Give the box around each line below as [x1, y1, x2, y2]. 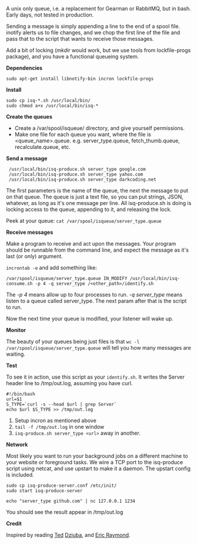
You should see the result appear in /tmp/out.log [6, 509, 123, 516]
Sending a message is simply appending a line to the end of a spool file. [6, 23, 181, 30]
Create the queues [6, 113, 53, 120]
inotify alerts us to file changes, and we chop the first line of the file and [6, 29, 181, 36]
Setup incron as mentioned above [14, 417, 97, 424]
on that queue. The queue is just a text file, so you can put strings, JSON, [6, 193, 183, 200]
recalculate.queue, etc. [14, 144, 71, 150]
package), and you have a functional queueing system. [6, 53, 139, 60]
